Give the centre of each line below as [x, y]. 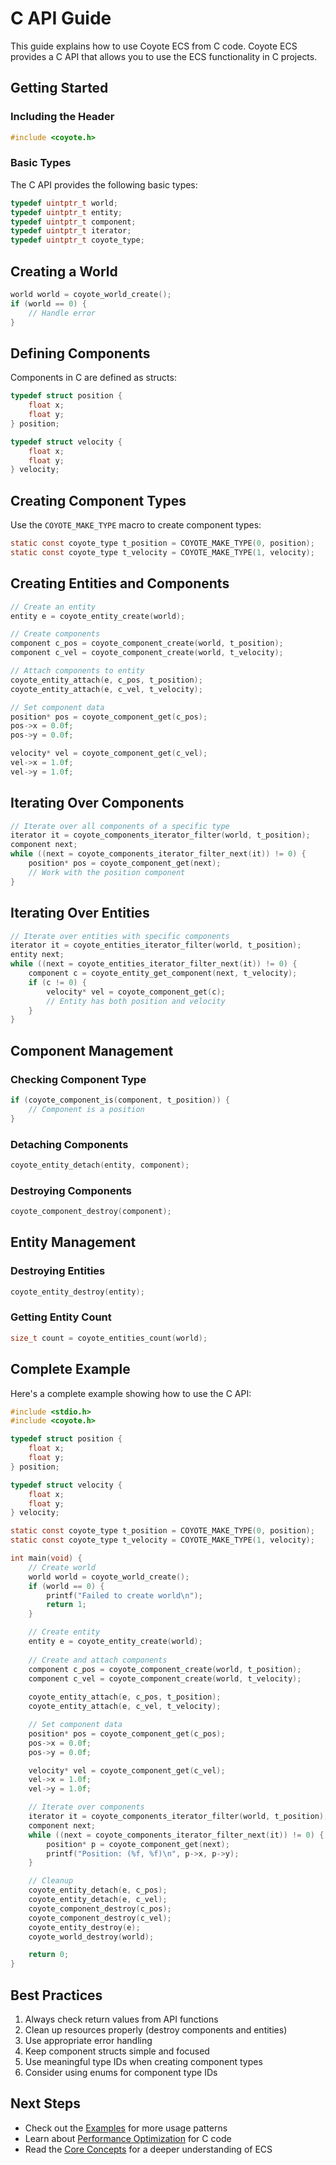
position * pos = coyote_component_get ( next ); [125, 863]
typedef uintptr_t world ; [64, 203]
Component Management [92, 1050]
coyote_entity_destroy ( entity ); [77, 1292]
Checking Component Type [78, 1079]
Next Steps [45, 2103]
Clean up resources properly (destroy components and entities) [156, 2029]
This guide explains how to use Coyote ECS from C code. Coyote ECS [154, 46]
